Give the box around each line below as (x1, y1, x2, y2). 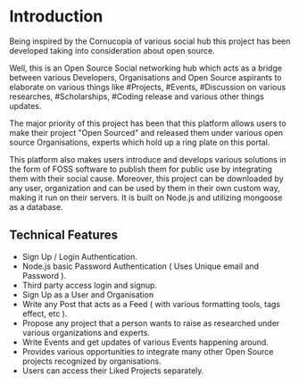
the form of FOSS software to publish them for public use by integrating (9, 163, 272, 174)
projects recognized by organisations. (21, 356, 162, 366)
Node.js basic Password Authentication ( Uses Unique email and (21, 261, 260, 272)
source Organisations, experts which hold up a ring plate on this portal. (9, 137, 270, 147)
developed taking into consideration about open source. (9, 45, 216, 55)
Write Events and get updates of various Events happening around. (21, 337, 270, 347)
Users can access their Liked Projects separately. (21, 364, 204, 376)
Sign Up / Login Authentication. (21, 251, 138, 262)
